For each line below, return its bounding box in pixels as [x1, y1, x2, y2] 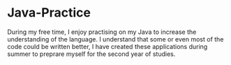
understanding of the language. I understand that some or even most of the [7, 35, 224, 43]
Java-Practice [7, 5, 91, 21]
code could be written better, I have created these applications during [7, 42, 208, 50]
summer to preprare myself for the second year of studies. [7, 50, 176, 58]
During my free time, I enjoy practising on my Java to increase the [7, 28, 197, 36]
